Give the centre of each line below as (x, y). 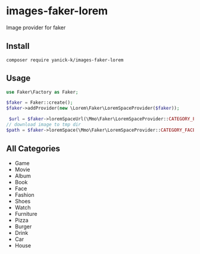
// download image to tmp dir (44, 125)
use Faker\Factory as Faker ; (42, 92)
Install (18, 46)
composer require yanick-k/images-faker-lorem (65, 60)
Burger (23, 226)
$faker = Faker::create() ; (40, 103)
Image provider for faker (36, 27)
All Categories (33, 149)
